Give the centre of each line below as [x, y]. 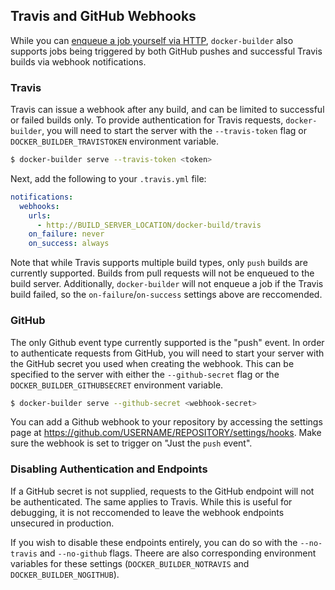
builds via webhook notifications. [78, 61]
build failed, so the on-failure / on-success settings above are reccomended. [166, 295]
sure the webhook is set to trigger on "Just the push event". [131, 443]
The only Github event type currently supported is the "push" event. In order [167, 342]
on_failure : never [66, 234]
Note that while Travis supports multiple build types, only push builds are [159, 263]
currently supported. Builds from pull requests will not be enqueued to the [162, 273]
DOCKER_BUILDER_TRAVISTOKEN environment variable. [114, 141]
